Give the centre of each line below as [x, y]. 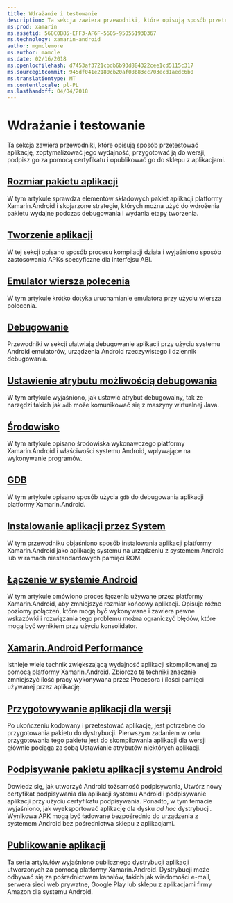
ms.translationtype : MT [42, 78]
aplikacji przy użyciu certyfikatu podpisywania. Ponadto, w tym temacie [110, 801]
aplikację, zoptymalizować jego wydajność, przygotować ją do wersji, [106, 152]
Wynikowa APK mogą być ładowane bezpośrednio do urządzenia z [103, 816]
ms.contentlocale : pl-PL [43, 85]
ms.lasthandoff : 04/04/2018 [48, 91]
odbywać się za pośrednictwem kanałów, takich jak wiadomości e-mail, [109, 877]
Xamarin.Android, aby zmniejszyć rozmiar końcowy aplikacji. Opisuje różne [114, 604]
